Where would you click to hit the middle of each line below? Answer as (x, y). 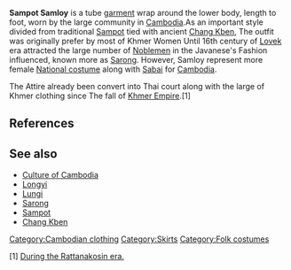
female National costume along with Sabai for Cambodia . (113, 69)
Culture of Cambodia (60, 175)
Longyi (35, 184)
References (42, 123)
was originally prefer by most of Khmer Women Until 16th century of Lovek (145, 41)
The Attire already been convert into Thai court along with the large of (137, 86)
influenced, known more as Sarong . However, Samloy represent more (136, 60)
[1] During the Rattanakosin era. (67, 257)
